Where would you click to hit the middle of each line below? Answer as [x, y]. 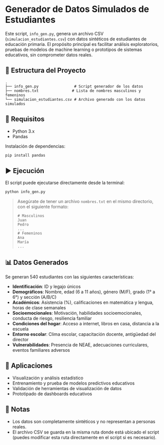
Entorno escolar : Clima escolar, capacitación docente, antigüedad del [84, 334]
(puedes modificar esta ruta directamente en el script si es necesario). [84, 437]
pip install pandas [25, 155]
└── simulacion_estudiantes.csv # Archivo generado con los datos [75, 99]
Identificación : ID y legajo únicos [46, 286]
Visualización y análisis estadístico [48, 378]
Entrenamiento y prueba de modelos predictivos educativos [74, 383]
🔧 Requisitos [25, 119]
